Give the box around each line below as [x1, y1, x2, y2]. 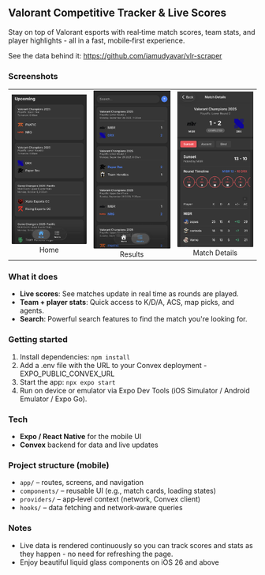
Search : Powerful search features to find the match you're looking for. [19, 314, 248, 324]
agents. [19, 306, 45, 315]
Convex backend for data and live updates [19, 440, 159, 449]
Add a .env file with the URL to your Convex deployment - [19, 360, 207, 370]
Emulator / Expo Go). [19, 394, 88, 404]
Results [119, 249, 144, 259]
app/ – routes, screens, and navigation [19, 478, 144, 487]
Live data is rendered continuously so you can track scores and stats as [19, 540, 254, 550]
